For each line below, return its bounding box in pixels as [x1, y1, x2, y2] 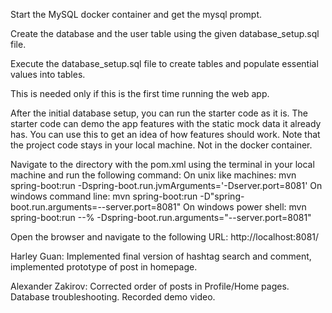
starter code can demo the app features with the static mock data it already [10, 118, 322, 129]
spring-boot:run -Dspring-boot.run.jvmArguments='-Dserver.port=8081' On [10, 180, 323, 191]
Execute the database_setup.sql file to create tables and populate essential [10, 58, 319, 69]
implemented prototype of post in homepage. [10, 261, 198, 273]
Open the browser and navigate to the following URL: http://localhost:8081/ [10, 231, 320, 243]
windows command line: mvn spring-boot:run [10, 190, 198, 202]
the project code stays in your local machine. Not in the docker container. [10, 139, 313, 151]
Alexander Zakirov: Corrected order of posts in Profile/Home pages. [10, 280, 290, 292]
